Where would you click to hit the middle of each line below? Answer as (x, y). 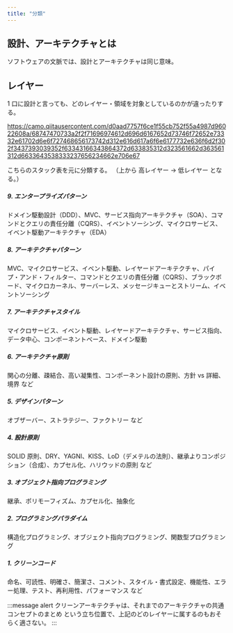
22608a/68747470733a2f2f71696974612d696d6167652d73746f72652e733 (116, 134)
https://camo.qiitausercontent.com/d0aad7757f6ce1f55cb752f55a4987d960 (116, 127)
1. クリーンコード (31, 563)
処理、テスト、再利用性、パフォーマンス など (78, 590)
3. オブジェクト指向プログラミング (57, 482)
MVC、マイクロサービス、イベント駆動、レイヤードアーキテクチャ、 (105, 269)
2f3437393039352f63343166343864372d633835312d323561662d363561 (116, 149)
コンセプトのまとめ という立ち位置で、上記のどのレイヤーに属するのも (109, 614)
